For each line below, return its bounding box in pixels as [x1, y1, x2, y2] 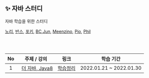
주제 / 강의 [25, 55, 47, 62]
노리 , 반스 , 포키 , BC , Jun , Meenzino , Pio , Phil [5, 28, 91, 34]
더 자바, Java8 [21, 65, 53, 71]
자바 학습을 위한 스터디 [5, 18, 48, 24]
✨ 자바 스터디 [5, 4, 43, 13]
